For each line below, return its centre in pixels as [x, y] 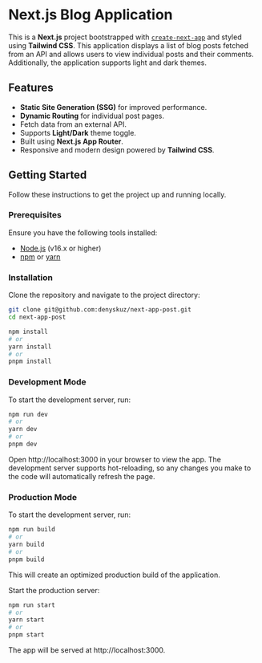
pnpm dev [23, 444]
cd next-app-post [37, 317]
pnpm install [30, 362]
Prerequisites [35, 215]
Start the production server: [54, 590]
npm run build [32, 530]
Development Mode [47, 382]
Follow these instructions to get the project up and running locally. [117, 194]
